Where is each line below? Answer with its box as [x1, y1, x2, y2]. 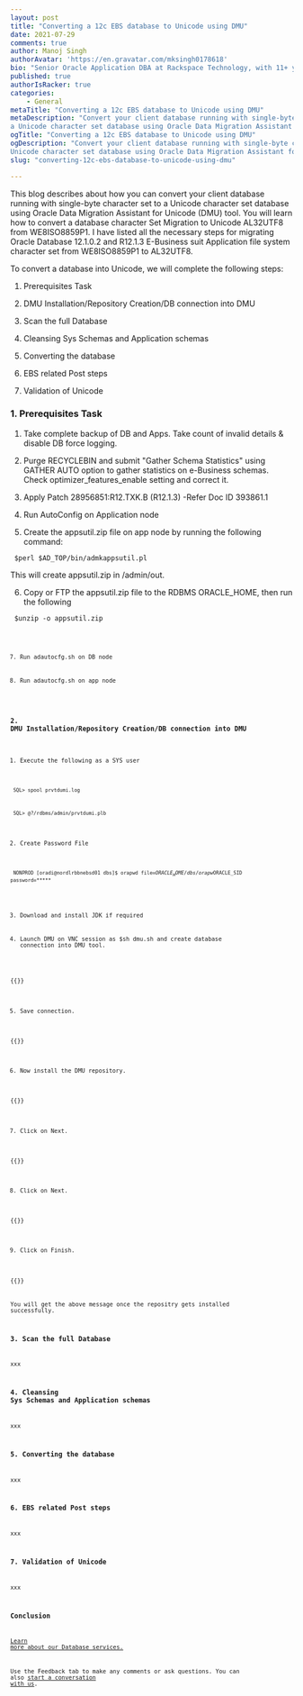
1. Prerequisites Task [10, 407, 102, 420]
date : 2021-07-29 [10, 30, 76, 39]
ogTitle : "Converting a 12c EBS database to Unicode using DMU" [10, 131, 256, 140]
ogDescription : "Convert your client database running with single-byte [10, 139, 289, 148]
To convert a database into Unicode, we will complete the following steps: [10, 263, 284, 274]
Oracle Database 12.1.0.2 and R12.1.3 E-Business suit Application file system [10, 236, 290, 247]
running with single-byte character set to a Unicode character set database [10, 197, 290, 208]
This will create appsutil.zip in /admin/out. [10, 569, 165, 580]
